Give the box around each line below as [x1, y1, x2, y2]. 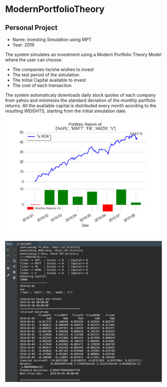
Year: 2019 [12, 42, 35, 48]
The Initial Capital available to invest [12, 77, 86, 83]
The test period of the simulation [12, 72, 80, 78]
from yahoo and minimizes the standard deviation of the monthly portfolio [5, 97, 156, 103]
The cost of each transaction [12, 82, 72, 88]
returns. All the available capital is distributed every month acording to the [5, 103, 157, 108]
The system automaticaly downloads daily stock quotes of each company [5, 92, 156, 98]
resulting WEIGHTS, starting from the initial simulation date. [5, 108, 127, 114]
